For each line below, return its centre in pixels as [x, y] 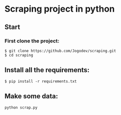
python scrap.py [21, 107]
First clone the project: [32, 41]
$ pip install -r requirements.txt [41, 81]
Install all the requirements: [47, 70]
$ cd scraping [19, 55]
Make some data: [31, 96]
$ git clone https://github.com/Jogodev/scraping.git [60, 51]
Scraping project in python [60, 9]
